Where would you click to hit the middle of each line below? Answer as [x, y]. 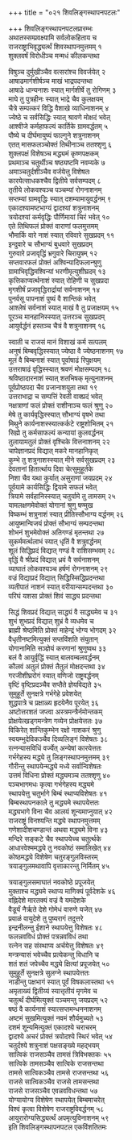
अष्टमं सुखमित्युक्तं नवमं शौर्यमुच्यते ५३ [56, 1018]
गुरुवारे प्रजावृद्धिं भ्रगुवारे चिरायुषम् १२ [53, 253]
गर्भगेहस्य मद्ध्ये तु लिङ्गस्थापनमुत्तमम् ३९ [59, 757]
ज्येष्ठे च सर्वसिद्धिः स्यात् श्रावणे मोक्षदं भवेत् [60, 117]
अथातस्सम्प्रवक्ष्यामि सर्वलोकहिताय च [53, 37]
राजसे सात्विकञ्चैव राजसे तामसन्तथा [54, 1082]
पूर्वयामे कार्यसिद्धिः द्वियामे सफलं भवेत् [53, 487]
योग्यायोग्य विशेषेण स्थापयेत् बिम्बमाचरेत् [56, 1100]
